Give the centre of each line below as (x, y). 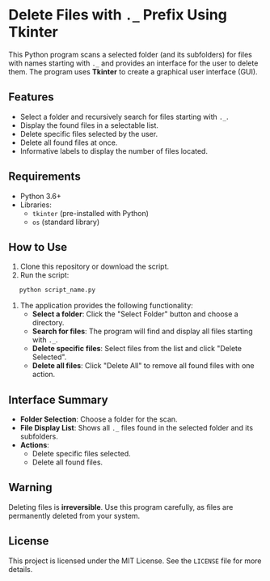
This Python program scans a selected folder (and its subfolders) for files (130, 54)
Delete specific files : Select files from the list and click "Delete (137, 349)
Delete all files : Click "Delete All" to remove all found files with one (143, 366)
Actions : (35, 445)
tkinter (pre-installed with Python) (91, 213)
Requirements (44, 177)
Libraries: (36, 205)
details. (21, 569)
